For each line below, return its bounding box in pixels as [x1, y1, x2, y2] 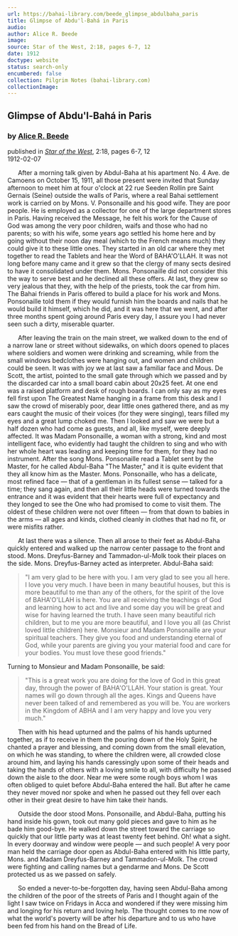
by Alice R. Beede [7, 131, 70, 141]
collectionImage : [7, 83, 59, 90]
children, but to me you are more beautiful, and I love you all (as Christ [24, 618, 231, 626]
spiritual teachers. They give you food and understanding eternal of [24, 633, 223, 641]
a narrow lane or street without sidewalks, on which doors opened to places [7, 341, 229, 349]
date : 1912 [7, 51, 40, 58]
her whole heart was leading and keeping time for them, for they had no [7, 446, 217, 456]
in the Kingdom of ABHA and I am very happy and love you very [24, 706, 212, 715]
